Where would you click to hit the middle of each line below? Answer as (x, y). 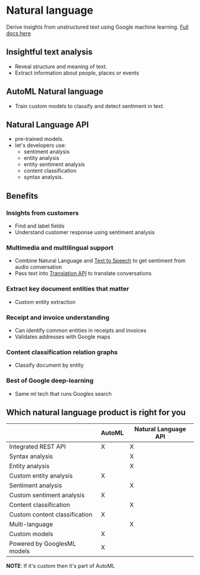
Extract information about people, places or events (77, 73)
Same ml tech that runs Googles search (63, 393)
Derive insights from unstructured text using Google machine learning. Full (97, 27)
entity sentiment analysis (54, 164)
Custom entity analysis (41, 476)
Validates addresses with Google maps (62, 336)
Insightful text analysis (49, 52)
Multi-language (31, 524)
